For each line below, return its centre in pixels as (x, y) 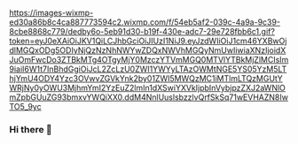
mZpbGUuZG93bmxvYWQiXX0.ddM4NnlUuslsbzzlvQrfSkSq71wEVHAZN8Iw (149, 97)
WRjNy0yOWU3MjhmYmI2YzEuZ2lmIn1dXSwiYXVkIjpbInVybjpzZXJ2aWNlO (148, 88)
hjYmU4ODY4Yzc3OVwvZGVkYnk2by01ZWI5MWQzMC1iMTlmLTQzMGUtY (146, 78)
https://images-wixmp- (51, 13)
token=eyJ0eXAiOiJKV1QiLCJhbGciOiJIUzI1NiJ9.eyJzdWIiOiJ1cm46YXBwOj (148, 41)
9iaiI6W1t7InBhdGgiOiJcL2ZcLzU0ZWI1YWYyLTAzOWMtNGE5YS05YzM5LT (148, 69)
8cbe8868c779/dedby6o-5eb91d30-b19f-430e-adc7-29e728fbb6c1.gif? (142, 31)
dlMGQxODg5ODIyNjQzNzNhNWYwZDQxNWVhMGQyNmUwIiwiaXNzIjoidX (148, 50)
